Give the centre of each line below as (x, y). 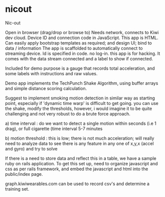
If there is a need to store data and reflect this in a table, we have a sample (81, 158)
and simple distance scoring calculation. (46, 88)
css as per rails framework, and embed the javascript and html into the (77, 169)
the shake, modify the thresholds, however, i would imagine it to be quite (79, 108)
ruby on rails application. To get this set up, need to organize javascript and (82, 163)
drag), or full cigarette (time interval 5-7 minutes (54, 128)
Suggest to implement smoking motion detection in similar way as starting (80, 98)
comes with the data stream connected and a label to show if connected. (79, 58)
